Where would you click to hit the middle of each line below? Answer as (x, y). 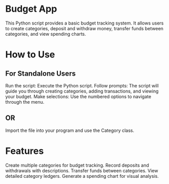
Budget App (31, 9)
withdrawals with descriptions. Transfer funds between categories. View (82, 170)
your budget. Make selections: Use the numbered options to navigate (78, 96)
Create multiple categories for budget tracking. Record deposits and (77, 165)
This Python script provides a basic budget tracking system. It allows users (84, 23)
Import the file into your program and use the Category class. (70, 130)
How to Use (30, 55)
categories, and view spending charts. (46, 34)
